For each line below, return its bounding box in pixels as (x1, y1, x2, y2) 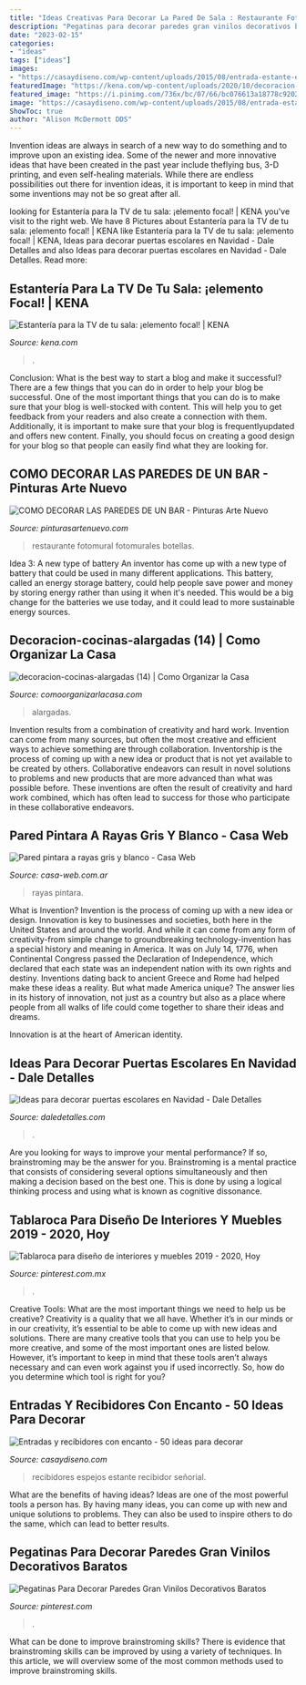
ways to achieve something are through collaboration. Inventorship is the (9, 744, 282, 755)
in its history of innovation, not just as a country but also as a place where (9, 992, 286, 1003)
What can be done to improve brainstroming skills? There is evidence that (9, 1636, 286, 1647)
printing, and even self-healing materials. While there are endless (9, 170, 254, 180)
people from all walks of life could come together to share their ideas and (9, 1002, 284, 1012)
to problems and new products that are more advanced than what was (9, 772, 273, 784)
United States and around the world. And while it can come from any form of (9, 924, 296, 935)
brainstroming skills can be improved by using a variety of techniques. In (9, 1646, 282, 1657)
